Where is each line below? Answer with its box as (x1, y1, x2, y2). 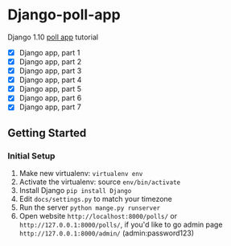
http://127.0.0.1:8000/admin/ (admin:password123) (19, 228, 195, 238)
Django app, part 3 (19, 66, 82, 76)
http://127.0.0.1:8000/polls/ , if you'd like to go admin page (19, 219, 223, 230)
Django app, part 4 (19, 75, 82, 85)
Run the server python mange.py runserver (19, 203, 161, 212)
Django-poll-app (7, 6, 122, 24)
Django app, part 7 (19, 102, 81, 112)
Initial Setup (7, 150, 56, 162)
